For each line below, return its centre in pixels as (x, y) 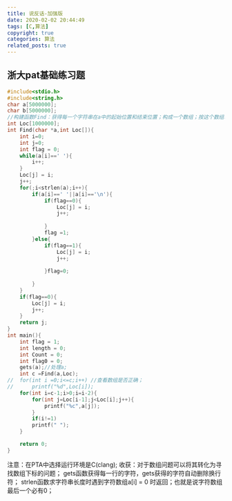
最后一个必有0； (30, 490)
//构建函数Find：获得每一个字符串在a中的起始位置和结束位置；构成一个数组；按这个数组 (116, 117)
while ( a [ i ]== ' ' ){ (46, 156)
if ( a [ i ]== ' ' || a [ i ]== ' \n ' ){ (72, 194)
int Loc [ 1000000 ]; (33, 124)
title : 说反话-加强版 (35, 13)
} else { (41, 239)
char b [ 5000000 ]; (32, 111)
